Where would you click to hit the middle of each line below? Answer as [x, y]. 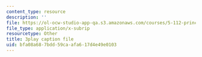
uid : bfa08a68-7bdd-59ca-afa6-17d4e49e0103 [62, 45]
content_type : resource [36, 12]
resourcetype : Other [32, 34]
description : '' [26, 17]
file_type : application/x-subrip [48, 28]
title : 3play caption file [40, 39]
